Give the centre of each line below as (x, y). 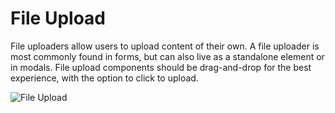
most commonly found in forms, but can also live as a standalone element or (167, 56)
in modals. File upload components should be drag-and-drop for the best (161, 67)
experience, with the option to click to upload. (104, 78)
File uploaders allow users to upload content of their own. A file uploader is (165, 46)
